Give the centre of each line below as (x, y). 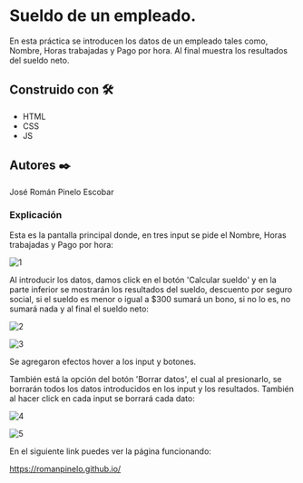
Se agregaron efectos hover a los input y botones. (103, 361)
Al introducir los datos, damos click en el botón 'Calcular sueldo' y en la (143, 280)
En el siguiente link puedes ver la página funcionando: (110, 451)
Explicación (36, 215)
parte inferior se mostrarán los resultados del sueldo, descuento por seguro (151, 289)
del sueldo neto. (39, 60)
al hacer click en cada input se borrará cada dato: (102, 398)
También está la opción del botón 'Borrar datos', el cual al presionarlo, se (146, 379)
